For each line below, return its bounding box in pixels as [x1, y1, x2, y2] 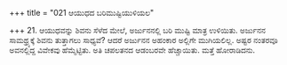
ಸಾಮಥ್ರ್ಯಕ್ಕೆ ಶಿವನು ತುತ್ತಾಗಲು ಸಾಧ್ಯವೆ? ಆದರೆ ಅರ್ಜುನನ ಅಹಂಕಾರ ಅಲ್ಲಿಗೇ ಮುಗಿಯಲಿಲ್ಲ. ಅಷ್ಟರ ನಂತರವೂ [9, 35, 278, 45]
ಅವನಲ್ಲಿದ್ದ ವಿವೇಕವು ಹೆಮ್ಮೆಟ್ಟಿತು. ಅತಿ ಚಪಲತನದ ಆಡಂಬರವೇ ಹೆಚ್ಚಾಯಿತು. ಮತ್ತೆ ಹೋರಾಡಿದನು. [9, 45, 256, 55]
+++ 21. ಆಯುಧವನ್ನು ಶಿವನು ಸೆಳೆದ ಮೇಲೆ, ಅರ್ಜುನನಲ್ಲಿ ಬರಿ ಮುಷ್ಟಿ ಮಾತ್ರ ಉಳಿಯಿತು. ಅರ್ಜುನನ [9, 25, 267, 35]
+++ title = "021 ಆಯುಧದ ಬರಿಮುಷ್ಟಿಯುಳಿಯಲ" [9, 8, 155, 18]
